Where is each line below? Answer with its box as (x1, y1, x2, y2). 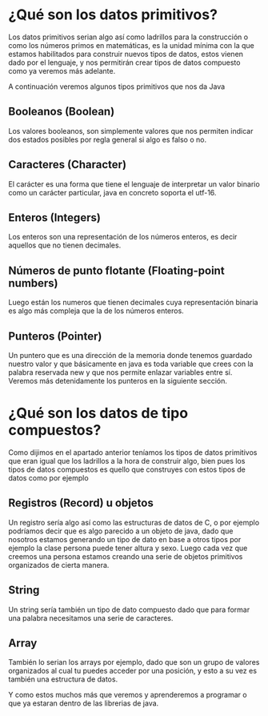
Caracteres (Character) (8, 158, 126, 171)
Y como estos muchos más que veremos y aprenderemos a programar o (8, 690, 247, 700)
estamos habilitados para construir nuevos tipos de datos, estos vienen (8, 49, 244, 58)
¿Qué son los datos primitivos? (8, 6, 218, 24)
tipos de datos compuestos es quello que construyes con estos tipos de (8, 465, 246, 474)
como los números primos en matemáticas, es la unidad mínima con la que (8, 40, 254, 50)
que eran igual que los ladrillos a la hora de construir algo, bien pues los (8, 456, 246, 465)
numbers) (8, 276, 58, 290)
